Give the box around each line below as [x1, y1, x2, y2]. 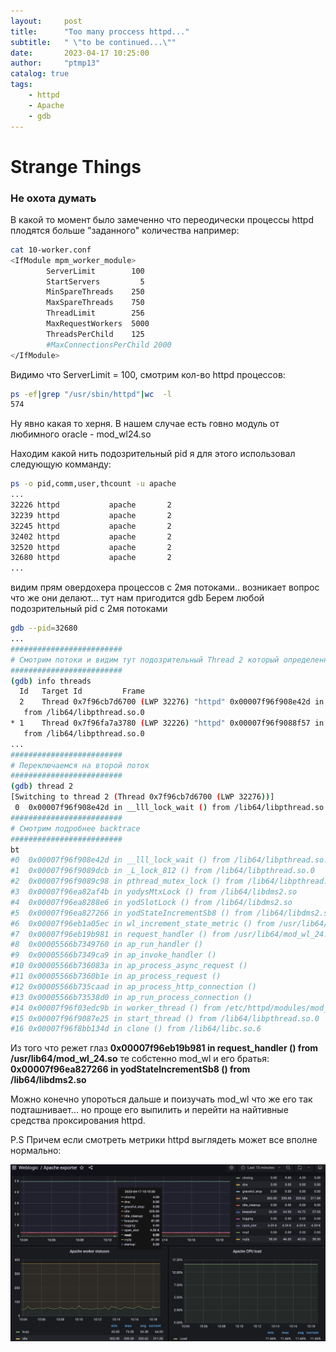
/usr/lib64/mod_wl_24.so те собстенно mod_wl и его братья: [10, 1053, 270, 1065]
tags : [10, 80, 33, 90]
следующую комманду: [10, 458, 112, 470]
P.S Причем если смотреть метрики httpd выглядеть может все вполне [10, 1134, 318, 1146]
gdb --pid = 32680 [10, 623, 78, 634]
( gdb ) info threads [10, 676, 92, 686]
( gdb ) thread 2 [10, 781, 74, 792]
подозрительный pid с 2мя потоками [10, 603, 168, 615]
